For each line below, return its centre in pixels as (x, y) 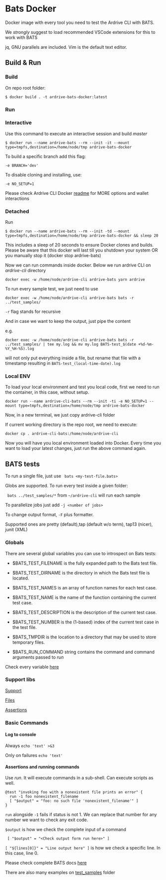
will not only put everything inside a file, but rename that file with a (73, 358)
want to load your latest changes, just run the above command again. (76, 448)
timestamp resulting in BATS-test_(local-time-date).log (63, 363)
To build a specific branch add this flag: (45, 156)
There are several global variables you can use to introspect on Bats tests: (81, 553)
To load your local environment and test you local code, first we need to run (82, 387)
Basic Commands (27, 723)
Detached (17, 211)
